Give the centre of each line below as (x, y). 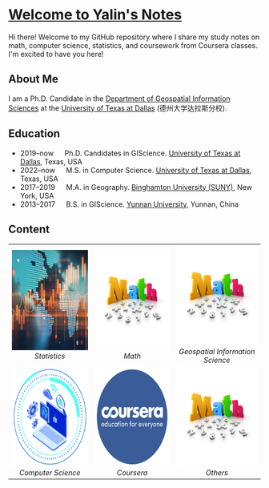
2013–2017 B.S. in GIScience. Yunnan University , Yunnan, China (129, 204)
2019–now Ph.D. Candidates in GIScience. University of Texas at (130, 153)
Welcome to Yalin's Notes (95, 15)
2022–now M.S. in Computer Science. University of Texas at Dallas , (136, 170)
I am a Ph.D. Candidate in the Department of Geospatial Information (119, 99)
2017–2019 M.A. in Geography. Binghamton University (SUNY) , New (136, 187)
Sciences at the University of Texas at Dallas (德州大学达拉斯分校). (118, 108)
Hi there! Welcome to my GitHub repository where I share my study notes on (134, 37)
